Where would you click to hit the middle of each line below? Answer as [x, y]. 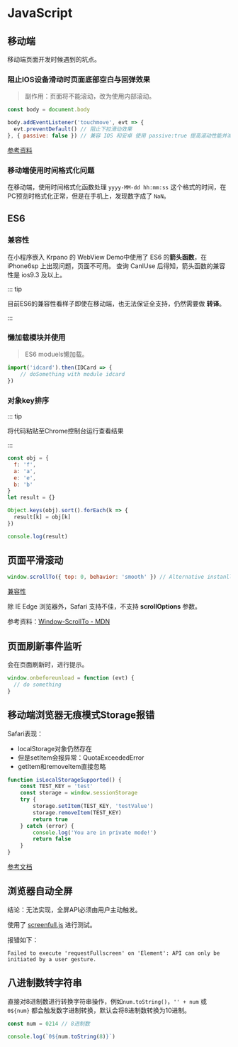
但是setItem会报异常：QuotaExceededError [81, 758]
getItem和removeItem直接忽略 [62, 766]
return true [51, 819]
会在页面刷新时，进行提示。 [48, 665]
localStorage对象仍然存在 [55, 748]
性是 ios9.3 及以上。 [36, 275]
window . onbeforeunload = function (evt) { [71, 678]
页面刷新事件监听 [45, 646]
